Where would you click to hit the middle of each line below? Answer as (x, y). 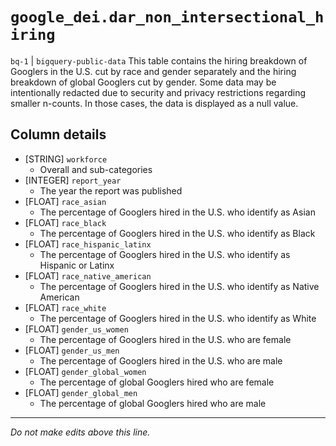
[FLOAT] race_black (65, 222)
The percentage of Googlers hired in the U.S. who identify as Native (179, 286)
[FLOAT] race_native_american (88, 275)
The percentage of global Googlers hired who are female (157, 382)
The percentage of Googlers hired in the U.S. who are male (161, 360)
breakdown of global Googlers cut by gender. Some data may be (143, 82)
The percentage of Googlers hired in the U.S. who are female (165, 339)
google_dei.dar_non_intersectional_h (167, 17)
